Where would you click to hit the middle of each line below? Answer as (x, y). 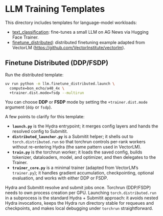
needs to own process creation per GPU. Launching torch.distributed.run (81, 193)
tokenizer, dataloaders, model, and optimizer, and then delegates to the (84, 157)
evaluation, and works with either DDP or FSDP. (60, 178)
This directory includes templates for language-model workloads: (71, 22)
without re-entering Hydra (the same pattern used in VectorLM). (77, 147)
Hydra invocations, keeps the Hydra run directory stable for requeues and (80, 203)
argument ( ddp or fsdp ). (29, 107)
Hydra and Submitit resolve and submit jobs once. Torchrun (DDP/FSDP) (78, 188)
